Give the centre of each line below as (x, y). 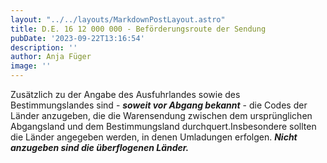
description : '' (44, 47)
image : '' (31, 66)
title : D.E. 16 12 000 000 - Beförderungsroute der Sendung (138, 29)
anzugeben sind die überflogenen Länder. (100, 147)
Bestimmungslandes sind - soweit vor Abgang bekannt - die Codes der (159, 105)
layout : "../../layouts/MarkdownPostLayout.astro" (118, 19)
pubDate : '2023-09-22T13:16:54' (77, 38)
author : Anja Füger (51, 57)
